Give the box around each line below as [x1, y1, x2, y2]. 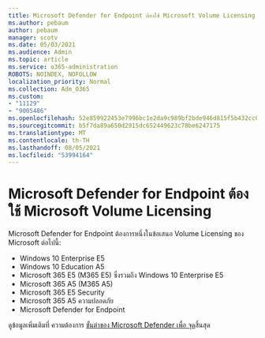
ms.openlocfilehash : [8, 115, 77, 122]
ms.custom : [8, 92, 44, 100]
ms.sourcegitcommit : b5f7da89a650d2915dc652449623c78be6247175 [8, 122, 221, 130]
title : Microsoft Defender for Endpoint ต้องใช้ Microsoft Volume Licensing [8, 11, 256, 20]
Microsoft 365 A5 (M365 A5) [19, 280, 114, 289]
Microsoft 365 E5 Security [19, 287, 105, 297]
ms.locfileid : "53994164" [8, 151, 93, 159]
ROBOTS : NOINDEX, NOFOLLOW [8, 70, 97, 78]
